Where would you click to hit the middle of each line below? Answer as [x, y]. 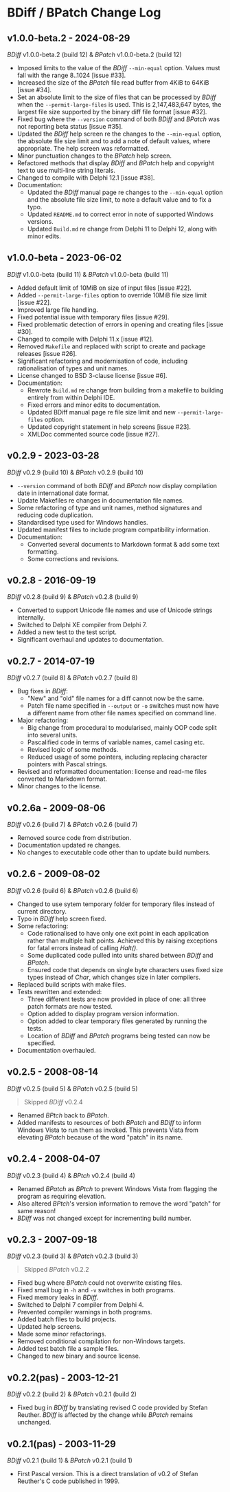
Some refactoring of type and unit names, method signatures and [110, 507]
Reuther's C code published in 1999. [68, 1481]
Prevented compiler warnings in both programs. [84, 1312]
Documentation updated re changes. [69, 845]
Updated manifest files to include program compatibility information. [114, 529]
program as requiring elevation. [61, 1196]
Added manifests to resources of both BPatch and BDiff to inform [109, 1122]
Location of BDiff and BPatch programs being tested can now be [119, 1036]
